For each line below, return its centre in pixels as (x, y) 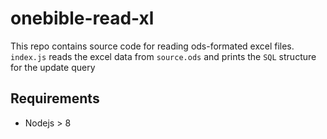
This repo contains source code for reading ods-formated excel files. (152, 46)
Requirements (55, 98)
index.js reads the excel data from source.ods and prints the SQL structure (163, 56)
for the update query (53, 67)
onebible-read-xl (82, 18)
